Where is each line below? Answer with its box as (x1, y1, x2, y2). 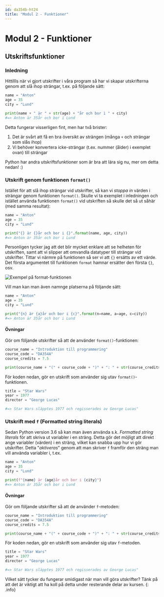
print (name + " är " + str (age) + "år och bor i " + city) (5, 111, 128, 116)
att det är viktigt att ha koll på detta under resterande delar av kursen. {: (5, 581, 149, 587)
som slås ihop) (12, 139, 42, 145)
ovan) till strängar (12, 149, 48, 155)
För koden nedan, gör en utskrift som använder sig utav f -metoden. (5, 540, 141, 546)
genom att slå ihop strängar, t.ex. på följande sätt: (5, 83, 105, 89)
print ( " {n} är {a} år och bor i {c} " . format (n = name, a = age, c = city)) (5, 311, 147, 316)
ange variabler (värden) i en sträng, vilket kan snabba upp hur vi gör (5, 440, 142, 445)
